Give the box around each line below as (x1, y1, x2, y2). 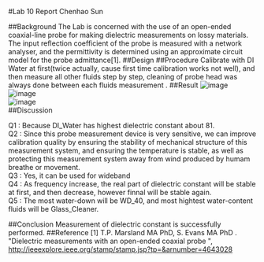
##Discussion (8, 105, 53, 115)
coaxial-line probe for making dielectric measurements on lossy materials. (8, 31, 249, 39)
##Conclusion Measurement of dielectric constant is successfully (8, 220, 221, 229)
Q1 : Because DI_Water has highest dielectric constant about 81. (8, 121, 215, 130)
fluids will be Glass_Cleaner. (8, 205, 99, 213)
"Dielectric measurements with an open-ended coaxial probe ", (8, 236, 213, 245)
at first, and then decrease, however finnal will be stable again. (8, 188, 212, 197)
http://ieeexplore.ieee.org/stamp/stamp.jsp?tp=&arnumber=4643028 (8, 245, 233, 254)
